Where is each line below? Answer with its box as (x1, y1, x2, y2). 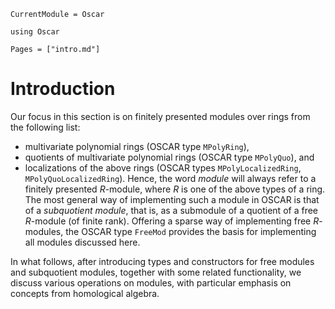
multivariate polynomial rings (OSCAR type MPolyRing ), (24, 140, 250, 152)
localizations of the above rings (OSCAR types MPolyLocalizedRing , (24, 161, 302, 174)
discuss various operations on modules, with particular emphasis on (10, 276, 292, 289)
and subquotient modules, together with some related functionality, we (10, 266, 302, 278)
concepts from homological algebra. (10, 287, 160, 299)
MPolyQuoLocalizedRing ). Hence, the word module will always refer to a (24, 172, 317, 184)
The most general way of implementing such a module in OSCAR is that (24, 193, 320, 205)
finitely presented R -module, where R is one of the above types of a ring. (24, 183, 326, 195)
